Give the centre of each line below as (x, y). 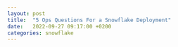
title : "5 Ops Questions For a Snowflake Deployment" (89, 20)
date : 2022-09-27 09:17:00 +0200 (59, 26)
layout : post (26, 13)
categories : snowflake (40, 33)
